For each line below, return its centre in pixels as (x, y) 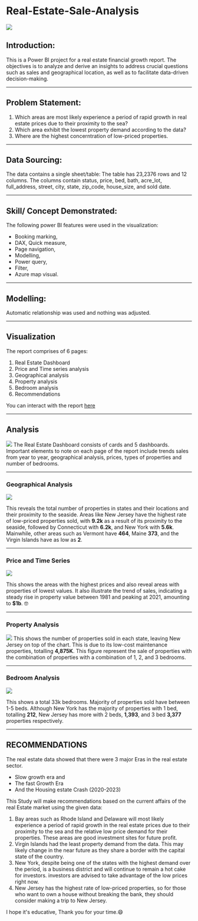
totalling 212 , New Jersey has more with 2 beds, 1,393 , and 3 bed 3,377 (94, 715)
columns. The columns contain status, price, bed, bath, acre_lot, (84, 180)
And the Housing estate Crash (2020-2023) (67, 789)
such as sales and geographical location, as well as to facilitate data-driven (97, 72)
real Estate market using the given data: (54, 807)
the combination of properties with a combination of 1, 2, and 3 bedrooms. (96, 657)
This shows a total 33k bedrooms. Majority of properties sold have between (98, 702)
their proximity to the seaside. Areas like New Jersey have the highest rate (96, 514)
